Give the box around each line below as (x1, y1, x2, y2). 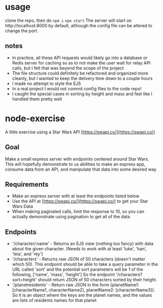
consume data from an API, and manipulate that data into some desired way (5, 166, 157, 172)
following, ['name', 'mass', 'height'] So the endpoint (12, 272, 115, 277)
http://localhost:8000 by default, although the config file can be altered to (5, 22, 153, 28)
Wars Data (12, 203, 33, 210)
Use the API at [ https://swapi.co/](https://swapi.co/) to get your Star (12, 198, 148, 204)
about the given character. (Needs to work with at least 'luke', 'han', (12, 246, 147, 252)
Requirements (5, 180, 49, 188)
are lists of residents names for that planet (12, 297, 97, 303)
